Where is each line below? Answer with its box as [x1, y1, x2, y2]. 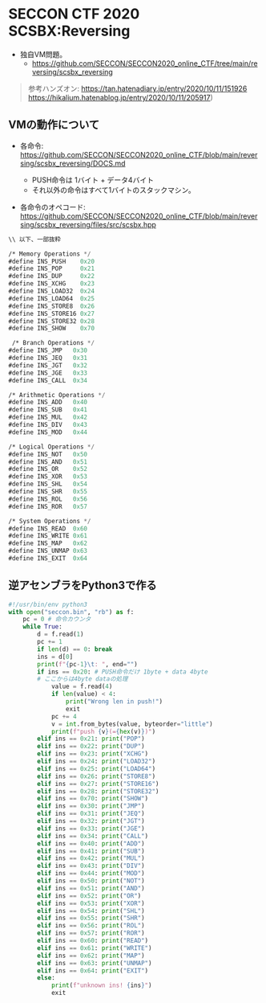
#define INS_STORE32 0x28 [8, 317, 95, 325]
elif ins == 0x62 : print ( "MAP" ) [37, 952, 146, 960]
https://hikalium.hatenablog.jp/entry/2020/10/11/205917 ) [27, 92, 214, 102]
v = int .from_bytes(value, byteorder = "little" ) [50, 720, 214, 728]
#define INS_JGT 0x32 [8, 361, 88, 370]
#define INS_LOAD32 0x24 [8, 287, 95, 295]
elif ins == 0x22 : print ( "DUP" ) [37, 743, 146, 751]
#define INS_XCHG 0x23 [8, 280, 95, 288]
